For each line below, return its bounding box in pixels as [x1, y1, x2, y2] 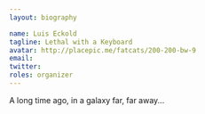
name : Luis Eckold [9, 28, 77, 38]
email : [9, 54, 34, 63]
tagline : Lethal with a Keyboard [9, 37, 133, 46]
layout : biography [9, 12, 77, 22]
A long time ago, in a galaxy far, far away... [9, 94, 165, 105]
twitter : [9, 62, 42, 71]
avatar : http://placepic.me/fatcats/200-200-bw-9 [9, 45, 197, 54]
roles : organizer [9, 70, 74, 80]
